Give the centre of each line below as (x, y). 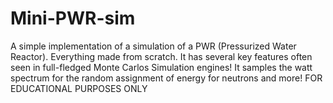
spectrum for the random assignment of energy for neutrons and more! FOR (166, 78)
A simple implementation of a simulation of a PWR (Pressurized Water (153, 46)
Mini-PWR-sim (73, 18)
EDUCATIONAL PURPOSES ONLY (79, 88)
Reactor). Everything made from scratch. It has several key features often (161, 56)
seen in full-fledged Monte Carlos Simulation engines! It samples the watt (161, 67)
